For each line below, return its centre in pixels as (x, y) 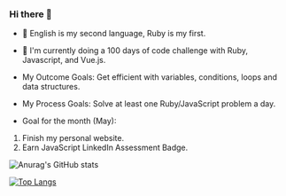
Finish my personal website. (73, 138)
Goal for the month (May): (69, 121)
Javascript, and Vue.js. (64, 60)
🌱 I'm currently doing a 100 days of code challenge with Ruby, (135, 51)
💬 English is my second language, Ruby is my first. (114, 34)
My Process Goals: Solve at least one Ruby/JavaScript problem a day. (149, 104)
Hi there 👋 (31, 14)
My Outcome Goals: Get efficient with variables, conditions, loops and (149, 77)
